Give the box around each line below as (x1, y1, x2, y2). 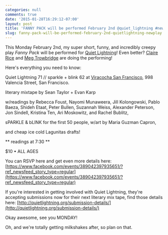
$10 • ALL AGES (5, 148, 38, 154)
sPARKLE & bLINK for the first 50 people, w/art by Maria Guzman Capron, (5, 119, 156, 125)
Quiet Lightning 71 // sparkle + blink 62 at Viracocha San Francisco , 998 (5, 74, 153, 80)
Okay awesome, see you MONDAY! (5, 214, 77, 220)
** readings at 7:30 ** (5, 138, 50, 144)
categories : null (5, 7, 41, 12)
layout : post (5, 21, 32, 26)
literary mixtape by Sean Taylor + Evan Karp (5, 89, 96, 95)
